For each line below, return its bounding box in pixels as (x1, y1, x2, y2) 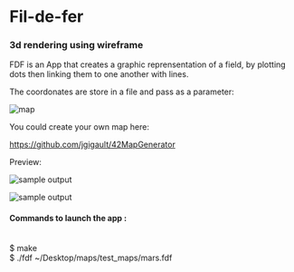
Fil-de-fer (9, 6, 84, 27)
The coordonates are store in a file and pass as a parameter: (9, 86, 235, 97)
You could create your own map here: (9, 121, 149, 132)
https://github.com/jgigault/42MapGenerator (9, 139, 176, 151)
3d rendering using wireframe (9, 39, 144, 52)
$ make (9, 242, 38, 253)
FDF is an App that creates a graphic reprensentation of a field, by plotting (9, 59, 287, 70)
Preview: (9, 157, 43, 168)
